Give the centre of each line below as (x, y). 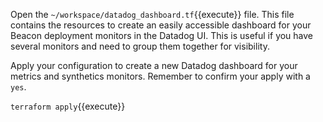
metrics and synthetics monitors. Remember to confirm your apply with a (160, 76)
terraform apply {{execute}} (68, 106)
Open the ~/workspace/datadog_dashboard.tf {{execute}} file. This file (152, 14)
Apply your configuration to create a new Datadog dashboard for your (154, 65)
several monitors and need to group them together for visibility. (140, 46)
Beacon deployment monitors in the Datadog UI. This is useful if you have (162, 35)
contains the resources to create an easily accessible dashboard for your (161, 25)
